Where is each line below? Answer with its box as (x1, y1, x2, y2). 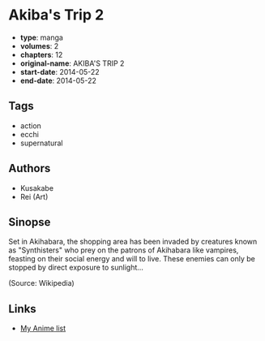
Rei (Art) (19, 192, 49, 201)
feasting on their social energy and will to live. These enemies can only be (8, 254, 255, 264)
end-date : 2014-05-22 (19, 76, 97, 85)
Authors (8, 162, 51, 175)
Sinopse (8, 215, 51, 229)
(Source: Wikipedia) (8, 278, 75, 288)
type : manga (19, 32, 63, 42)
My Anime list (19, 323, 66, 334)
